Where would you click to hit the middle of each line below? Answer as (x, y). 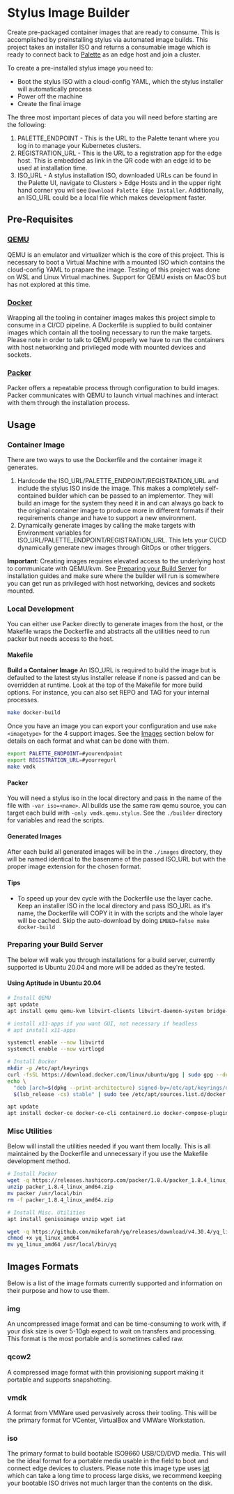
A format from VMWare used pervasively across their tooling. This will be (112, 1412)
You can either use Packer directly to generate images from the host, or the (115, 624)
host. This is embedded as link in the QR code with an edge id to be (114, 160)
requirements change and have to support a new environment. (107, 517)
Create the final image (49, 103)
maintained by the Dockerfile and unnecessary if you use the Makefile (108, 1154)
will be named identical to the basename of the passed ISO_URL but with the (117, 859)
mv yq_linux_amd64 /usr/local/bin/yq (62, 1245)
